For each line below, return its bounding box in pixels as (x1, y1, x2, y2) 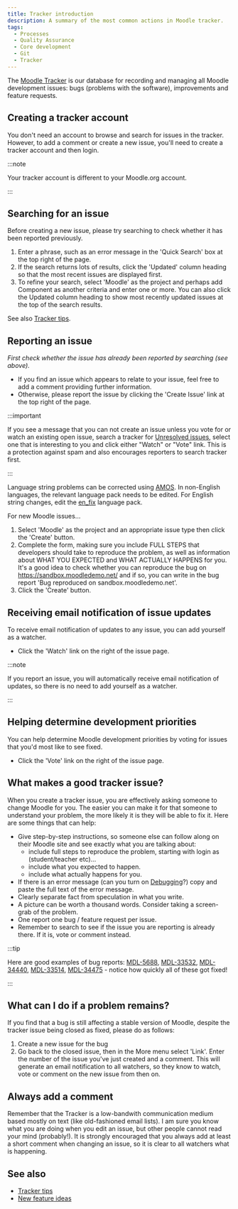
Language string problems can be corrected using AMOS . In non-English (7, 483, 220, 492)
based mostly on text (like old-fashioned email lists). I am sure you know (7, 1117, 219, 1126)
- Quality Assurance (13, 37, 75, 44)
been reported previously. (7, 234, 83, 242)
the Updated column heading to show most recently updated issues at (17, 293, 224, 302)
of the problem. (33, 907, 78, 916)
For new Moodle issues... (7, 512, 81, 521)
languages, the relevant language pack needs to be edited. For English (7, 491, 214, 499)
